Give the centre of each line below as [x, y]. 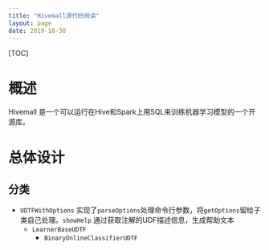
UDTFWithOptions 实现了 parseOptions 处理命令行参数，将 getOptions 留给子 [140, 210]
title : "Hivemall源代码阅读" [54, 16]
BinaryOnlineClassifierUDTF [91, 238]
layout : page [30, 23]
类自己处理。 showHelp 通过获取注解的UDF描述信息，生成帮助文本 [127, 220]
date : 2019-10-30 [37, 30]
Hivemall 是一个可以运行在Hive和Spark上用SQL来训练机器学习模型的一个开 [132, 112]
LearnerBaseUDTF [59, 230]
